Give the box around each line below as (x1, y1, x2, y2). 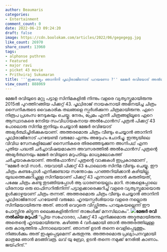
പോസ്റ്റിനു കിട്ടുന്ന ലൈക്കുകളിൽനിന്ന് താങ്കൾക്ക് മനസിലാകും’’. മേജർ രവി (5, 208, 157, 214)
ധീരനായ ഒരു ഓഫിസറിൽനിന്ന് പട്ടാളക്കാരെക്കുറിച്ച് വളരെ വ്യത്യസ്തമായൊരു (5, 185, 161, 191)
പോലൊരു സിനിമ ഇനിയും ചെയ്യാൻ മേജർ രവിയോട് (5, 123, 112, 129)
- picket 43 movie (5, 68, 43, 73)
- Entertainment (5, 16, 39, 21)
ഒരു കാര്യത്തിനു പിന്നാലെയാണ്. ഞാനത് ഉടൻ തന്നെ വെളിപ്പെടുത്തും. (5, 225, 146, 231)
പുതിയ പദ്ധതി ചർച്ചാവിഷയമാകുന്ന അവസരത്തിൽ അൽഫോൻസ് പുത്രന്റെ (5, 146, 158, 152)
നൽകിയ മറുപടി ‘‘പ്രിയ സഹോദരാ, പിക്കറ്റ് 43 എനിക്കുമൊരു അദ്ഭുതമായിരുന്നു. (5, 214, 162, 220)
